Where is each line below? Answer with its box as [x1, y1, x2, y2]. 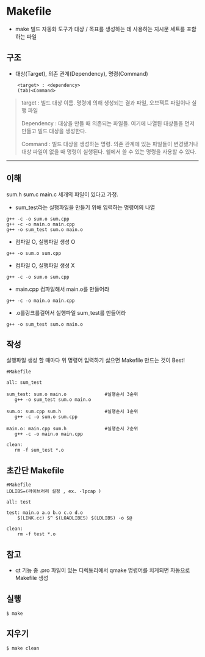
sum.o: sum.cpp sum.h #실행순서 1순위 [6, 408, 138, 415]
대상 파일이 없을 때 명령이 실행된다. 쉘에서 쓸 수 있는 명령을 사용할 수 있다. [21, 148, 197, 155]
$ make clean [6, 645, 40, 651]
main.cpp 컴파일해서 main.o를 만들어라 [15, 285, 110, 293]
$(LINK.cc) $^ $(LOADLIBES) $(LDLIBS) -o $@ [17, 515, 132, 521]
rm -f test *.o [17, 531, 56, 537]
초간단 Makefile [6, 465, 65, 475]
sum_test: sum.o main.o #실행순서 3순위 [6, 391, 138, 398]
